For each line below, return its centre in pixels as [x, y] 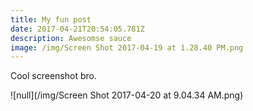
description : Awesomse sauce [71, 38]
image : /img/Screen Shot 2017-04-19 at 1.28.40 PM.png [127, 47]
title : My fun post [51, 19]
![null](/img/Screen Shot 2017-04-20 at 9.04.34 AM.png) [127, 95]
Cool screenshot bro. [53, 76]
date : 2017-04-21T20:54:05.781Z [77, 29]
